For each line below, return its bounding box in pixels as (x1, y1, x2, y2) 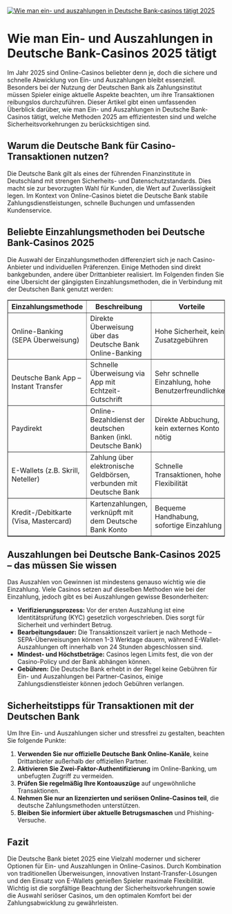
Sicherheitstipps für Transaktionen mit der (7, 700, 195, 712)
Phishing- (186, 809, 215, 817)
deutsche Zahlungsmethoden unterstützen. (17, 801, 140, 810)
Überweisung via (90, 368, 145, 378)
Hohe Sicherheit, (155, 326, 209, 336)
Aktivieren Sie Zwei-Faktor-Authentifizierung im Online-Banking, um (17, 764, 217, 773)
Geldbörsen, (90, 470, 130, 480)
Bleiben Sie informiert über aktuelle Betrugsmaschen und (17, 809, 186, 817)
